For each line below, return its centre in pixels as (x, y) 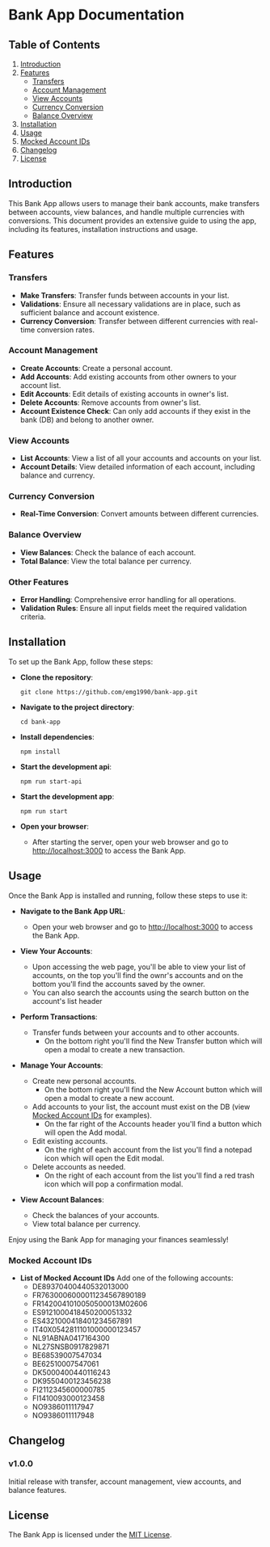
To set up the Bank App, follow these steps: (81, 661)
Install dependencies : (57, 736)
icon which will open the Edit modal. (104, 1158)
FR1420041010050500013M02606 (90, 1304)
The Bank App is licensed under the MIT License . (90, 1535)
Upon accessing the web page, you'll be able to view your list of (139, 967)
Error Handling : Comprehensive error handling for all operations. (128, 599)
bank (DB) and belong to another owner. (87, 419)
